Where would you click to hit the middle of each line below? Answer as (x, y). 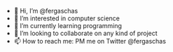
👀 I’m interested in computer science (67, 18)
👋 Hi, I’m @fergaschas (46, 11)
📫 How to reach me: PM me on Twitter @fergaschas (90, 41)
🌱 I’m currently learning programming (68, 26)
